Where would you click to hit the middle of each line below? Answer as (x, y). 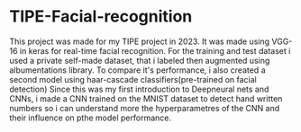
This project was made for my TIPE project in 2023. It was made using (140, 41)
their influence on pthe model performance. (90, 118)
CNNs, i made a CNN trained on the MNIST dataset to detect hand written (146, 98)
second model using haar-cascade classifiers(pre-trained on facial (133, 79)
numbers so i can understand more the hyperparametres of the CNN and (145, 108)
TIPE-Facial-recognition (101, 17)
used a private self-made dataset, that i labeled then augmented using (140, 60)
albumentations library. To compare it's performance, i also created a (137, 70)
